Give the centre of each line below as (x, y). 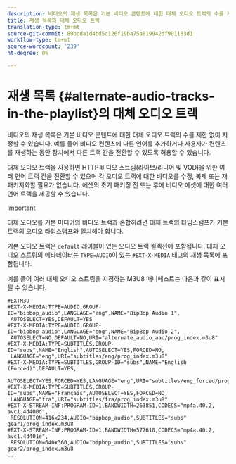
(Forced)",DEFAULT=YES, (42, 368)
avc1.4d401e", (28, 436)
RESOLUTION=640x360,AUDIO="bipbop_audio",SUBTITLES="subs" (99, 442)
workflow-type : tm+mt (39, 40)
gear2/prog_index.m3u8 (40, 449)
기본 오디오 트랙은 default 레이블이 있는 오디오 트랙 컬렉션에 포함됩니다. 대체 (113, 246)
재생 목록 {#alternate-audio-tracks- (111, 96)
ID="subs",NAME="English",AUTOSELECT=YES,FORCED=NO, (86, 350)
